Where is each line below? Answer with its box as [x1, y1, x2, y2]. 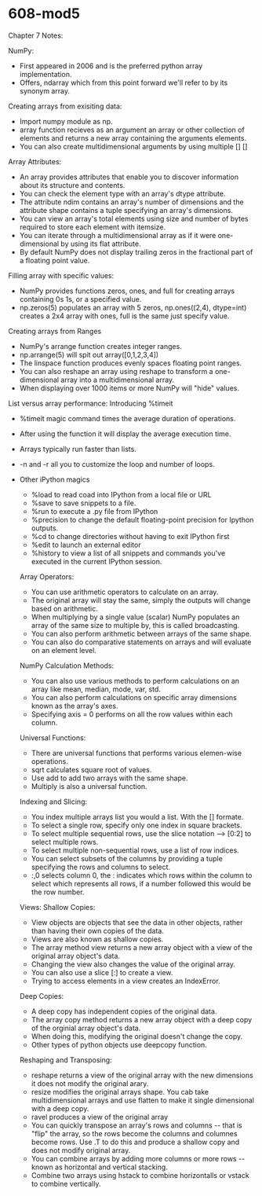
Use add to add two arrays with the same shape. [31, 773, 188, 783]
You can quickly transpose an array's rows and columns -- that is [31, 1121, 242, 1130]
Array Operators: [19, 571, 75, 581]
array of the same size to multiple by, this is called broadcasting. [31, 620, 240, 629]
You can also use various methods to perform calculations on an [31, 676, 240, 685]
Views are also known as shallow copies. [31, 934, 164, 944]
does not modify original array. [31, 1145, 131, 1155]
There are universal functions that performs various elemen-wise [31, 748, 242, 758]
